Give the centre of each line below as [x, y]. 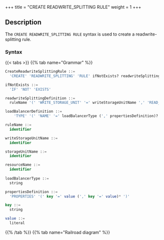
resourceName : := [23, 165]
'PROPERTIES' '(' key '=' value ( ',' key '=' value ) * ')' [70, 196]
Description [23, 22]
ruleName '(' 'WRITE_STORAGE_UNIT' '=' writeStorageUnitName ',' [77, 103]
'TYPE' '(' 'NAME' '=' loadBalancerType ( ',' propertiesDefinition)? [86, 116]
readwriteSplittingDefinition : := [40, 98]
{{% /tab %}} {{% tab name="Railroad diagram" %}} [58, 232]
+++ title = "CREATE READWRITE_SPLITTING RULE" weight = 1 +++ [73, 7]
